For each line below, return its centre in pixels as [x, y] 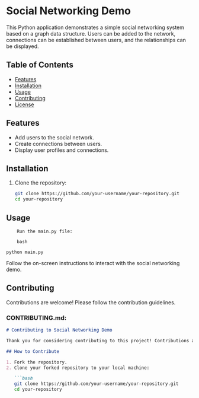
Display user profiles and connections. [62, 150]
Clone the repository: [41, 183]
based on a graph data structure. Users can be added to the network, [91, 33]
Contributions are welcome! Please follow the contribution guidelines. [91, 302]
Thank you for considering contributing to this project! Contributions [98, 340]
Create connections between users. [58, 144]
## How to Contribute [33, 351]
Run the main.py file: [45, 231]
